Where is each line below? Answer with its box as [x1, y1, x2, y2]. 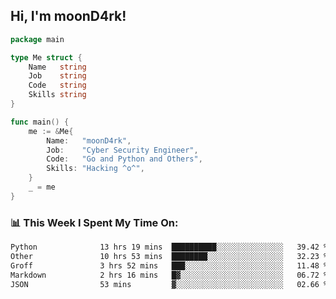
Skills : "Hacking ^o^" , [46, 164, 145, 174]
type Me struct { [10, 52, 83, 63]
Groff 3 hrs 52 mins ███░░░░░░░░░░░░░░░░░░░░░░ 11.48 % [10, 260, 329, 271]
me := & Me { [28, 126, 74, 136]
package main [10, 34, 65, 44]
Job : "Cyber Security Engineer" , [46, 145, 199, 155]
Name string [28, 62, 87, 72]
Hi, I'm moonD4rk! [10, 8, 127, 25]
